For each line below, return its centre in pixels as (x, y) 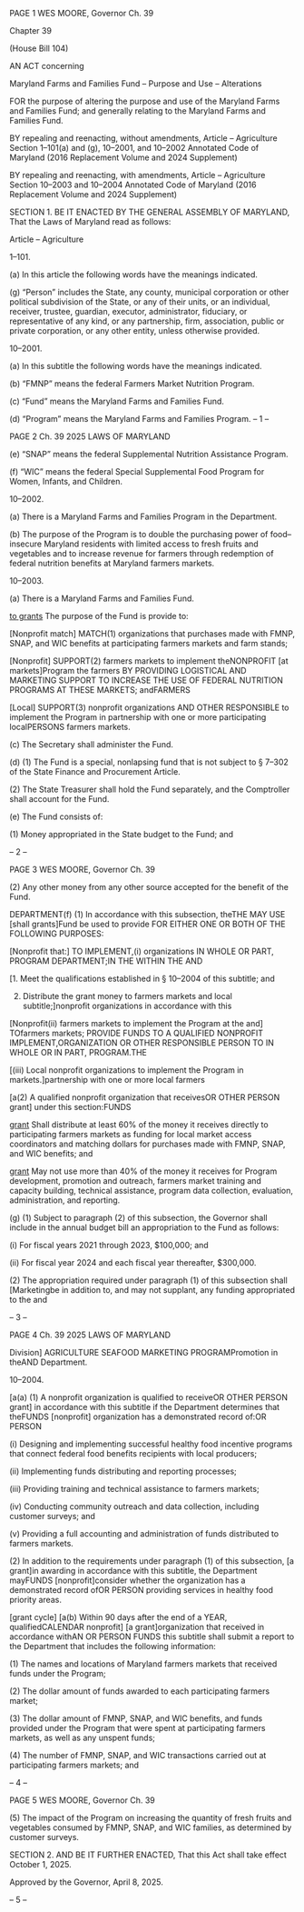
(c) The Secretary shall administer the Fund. (92, 744)
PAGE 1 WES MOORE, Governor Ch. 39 (82, 13)
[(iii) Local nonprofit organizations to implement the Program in (127, 1070)
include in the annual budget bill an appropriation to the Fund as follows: (144, 1227)
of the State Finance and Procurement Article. (95, 771)
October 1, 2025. (41, 1864)
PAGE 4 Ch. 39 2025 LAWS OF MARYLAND (90, 1335)
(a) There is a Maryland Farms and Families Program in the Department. (143, 516)
